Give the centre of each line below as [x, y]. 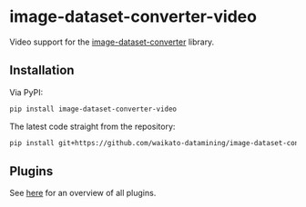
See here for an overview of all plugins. [83, 193]
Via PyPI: [26, 92]
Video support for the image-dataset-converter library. [112, 42]
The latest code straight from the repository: [92, 126]
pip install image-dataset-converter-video [93, 109]
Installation [42, 70]
